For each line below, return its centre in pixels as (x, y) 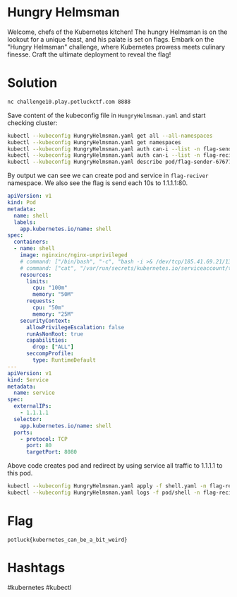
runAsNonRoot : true (54, 334)
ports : (23, 432)
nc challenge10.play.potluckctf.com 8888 (69, 102)
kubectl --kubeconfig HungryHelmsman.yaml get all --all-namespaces (110, 136)
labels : (25, 222)
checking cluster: (32, 123)
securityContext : (45, 321)
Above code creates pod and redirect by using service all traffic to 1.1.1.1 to (115, 466)
